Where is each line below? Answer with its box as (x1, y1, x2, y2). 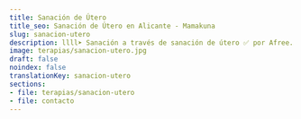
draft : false (9, 55, 59, 64)
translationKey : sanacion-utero (9, 72, 131, 81)
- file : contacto (9, 96, 75, 106)
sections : (9, 80, 47, 89)
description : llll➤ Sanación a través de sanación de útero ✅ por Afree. (9, 38, 295, 47)
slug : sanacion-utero (9, 30, 91, 38)
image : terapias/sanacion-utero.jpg (9, 47, 147, 55)
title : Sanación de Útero (9, 13, 106, 22)
